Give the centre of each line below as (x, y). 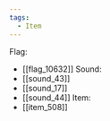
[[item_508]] (45, 107)
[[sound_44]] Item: (56, 97)
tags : (19, 17)
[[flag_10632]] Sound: (62, 69)
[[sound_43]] (46, 78)
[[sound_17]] (45, 88)
